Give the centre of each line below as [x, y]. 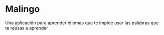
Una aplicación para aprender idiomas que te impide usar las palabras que [82, 23]
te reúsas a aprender [27, 28]
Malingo [23, 9]
